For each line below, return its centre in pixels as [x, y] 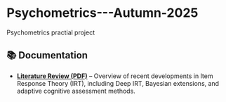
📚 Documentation [47, 55]
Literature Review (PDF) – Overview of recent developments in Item [115, 76]
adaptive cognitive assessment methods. [76, 91]
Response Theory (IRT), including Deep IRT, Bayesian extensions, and [118, 83]
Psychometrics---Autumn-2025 [102, 13]
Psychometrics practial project [51, 32]
